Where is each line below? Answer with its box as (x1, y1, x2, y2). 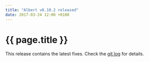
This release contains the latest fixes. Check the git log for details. (5, 51, 144, 57)
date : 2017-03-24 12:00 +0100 (5, 12, 70, 17)
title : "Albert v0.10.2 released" (5, 7, 79, 13)
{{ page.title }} (5, 34, 68, 46)
